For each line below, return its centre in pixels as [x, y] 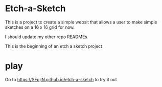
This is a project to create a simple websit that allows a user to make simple [81, 22]
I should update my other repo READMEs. [47, 37]
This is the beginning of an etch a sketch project [54, 46]
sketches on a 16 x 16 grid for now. [40, 27]
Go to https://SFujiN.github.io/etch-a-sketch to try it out [61, 79]
